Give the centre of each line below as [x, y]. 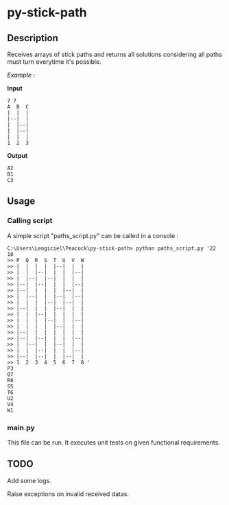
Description [33, 38]
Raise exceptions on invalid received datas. [68, 494]
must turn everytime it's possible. [54, 62]
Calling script [30, 221]
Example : [21, 75]
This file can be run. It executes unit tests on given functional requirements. [114, 442]
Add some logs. [29, 480]
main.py [21, 427]
